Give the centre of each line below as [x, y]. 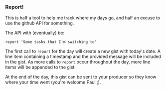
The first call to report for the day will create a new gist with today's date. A [83, 51]
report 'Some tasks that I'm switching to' [51, 42]
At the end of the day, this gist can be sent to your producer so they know [81, 77]
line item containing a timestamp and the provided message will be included [83, 56]
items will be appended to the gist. [41, 67]
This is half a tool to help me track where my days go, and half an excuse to [83, 18]
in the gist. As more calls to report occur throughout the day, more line [78, 62]
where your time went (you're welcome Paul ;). [53, 82]
